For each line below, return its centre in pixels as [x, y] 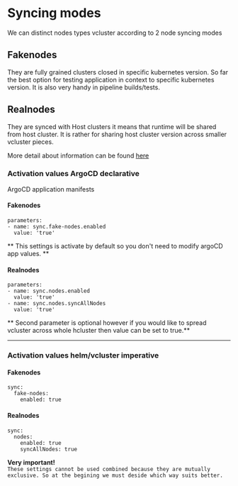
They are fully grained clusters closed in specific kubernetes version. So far [118, 72]
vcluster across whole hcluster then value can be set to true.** [98, 331]
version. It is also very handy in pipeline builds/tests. [84, 87]
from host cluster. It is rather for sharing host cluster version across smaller [117, 134]
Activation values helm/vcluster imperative [83, 355]
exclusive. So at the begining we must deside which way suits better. [115, 475]
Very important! [31, 462]
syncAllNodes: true [49, 449]
